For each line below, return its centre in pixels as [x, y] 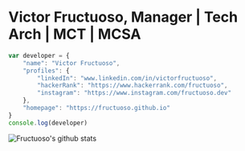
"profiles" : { [46, 71]
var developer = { [39, 55]
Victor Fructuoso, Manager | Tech [123, 17]
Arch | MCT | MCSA [75, 34]
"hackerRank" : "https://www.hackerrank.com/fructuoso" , [133, 86]
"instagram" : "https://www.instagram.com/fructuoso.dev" [134, 93]
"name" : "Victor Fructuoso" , [71, 63]
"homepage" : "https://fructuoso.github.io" [97, 108]
